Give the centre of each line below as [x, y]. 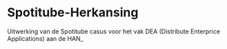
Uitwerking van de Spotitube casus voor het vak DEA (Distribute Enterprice [114, 31]
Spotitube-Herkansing [73, 13]
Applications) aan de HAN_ [46, 38]
